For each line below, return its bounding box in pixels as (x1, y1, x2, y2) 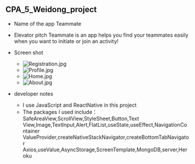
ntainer (22, 127, 40, 134)
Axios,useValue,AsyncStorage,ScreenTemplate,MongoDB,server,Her (22, 146, 187, 153)
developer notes (13, 90, 54, 97)
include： (74, 108, 97, 116)
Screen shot (13, 49, 43, 56)
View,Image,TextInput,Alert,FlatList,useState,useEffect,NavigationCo (22, 121, 187, 128)
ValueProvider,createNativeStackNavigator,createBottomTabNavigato (22, 134, 189, 141)
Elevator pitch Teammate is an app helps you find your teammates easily (13, 32, 189, 39)
